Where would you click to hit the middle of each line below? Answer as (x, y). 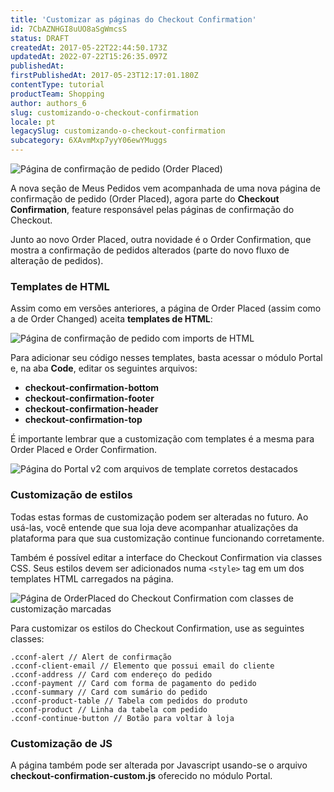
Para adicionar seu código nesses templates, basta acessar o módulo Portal (166, 358)
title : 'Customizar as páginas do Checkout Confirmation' (133, 19)
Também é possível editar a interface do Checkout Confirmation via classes (166, 557)
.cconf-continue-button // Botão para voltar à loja (122, 718)
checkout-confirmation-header (91, 409)
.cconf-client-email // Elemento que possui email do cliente (142, 666)
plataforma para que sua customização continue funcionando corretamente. (167, 538)
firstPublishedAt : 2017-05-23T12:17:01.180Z (104, 76)
